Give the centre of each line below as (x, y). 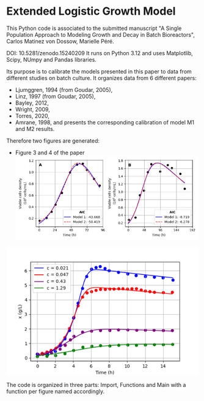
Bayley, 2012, (32, 103)
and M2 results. (35, 129)
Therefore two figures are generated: (53, 141)
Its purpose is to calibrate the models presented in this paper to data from (99, 71)
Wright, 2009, (32, 109)
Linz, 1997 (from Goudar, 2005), (55, 96)
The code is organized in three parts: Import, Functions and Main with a (96, 384)
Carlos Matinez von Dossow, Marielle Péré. (60, 41)
